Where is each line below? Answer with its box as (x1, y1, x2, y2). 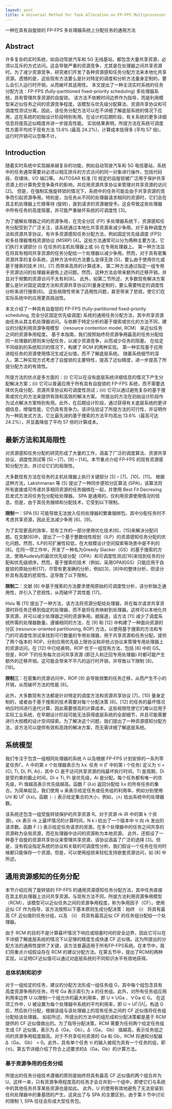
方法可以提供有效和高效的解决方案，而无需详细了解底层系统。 (18, 724, 149, 730)
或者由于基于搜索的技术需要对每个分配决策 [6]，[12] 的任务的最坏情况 (18, 699, 165, 705)
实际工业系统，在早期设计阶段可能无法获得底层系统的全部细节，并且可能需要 (5, 711, 167, 717)
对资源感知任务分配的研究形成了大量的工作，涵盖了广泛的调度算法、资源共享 (5, 450, 167, 456)
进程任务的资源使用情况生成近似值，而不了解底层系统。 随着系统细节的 (5, 351, 155, 357)
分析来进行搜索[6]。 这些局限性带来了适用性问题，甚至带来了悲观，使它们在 (5, 289, 165, 295)
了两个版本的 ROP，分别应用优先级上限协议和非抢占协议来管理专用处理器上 (5, 638, 164, 645)
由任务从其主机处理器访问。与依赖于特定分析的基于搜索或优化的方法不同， (5, 318, 162, 325)
